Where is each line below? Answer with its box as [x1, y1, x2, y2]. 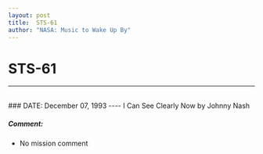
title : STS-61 [8, 19, 58, 27]
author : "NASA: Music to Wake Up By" [8, 26, 131, 34]
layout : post [8, 11, 51, 20]
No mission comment [19, 138, 88, 149]
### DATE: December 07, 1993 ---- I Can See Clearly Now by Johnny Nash [8, 101, 250, 110]
